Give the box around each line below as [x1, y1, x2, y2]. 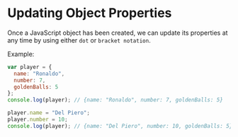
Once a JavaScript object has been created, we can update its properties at [7, 28, 228, 37]
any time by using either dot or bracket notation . [7, 35, 151, 44]
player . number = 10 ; [7, 116, 69, 124]
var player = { [7, 63, 52, 70]
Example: [7, 50, 35, 58]
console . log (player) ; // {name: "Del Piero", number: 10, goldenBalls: [7, 122, 223, 129]
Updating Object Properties [7, 5, 172, 21]
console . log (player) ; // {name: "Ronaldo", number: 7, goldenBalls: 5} [7, 97, 223, 104]
